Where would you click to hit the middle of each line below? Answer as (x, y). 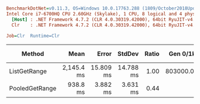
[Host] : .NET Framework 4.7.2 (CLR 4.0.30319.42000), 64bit (89, 19)
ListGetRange (28, 71)
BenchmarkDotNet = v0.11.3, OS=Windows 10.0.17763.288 (73, 8)
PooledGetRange (33, 89)
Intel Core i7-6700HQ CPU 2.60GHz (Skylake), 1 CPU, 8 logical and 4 (94, 14)
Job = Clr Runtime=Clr (33, 36)
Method (33, 54)
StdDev (128, 54)
